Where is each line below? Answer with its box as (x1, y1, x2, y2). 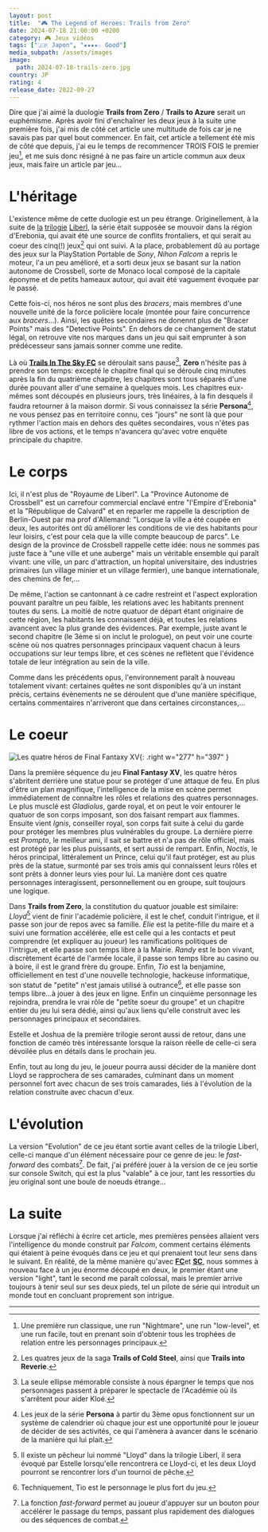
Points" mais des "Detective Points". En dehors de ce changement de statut (9, 323, 257, 333)
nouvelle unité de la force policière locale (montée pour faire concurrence (9, 307, 251, 316)
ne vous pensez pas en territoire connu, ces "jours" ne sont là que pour (9, 409, 243, 419)
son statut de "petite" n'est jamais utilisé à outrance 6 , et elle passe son (9, 979, 242, 990)
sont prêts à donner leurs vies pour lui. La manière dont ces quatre (9, 869, 227, 879)
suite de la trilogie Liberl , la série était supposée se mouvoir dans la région (9, 222, 253, 232)
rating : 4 (9, 78, 42, 86)
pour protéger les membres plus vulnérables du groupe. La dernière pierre (9, 826, 253, 837)
